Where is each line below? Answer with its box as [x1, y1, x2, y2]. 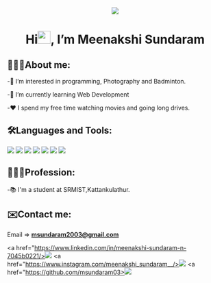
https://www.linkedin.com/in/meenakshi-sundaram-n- [34, 243, 187, 251]
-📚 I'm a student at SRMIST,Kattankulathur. [7, 185, 130, 193]
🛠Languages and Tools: [7, 124, 112, 136]
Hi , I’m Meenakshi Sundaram [25, 32, 206, 47]
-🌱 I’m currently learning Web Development [7, 90, 129, 99]
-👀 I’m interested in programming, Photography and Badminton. [7, 77, 186, 86]
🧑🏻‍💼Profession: [7, 167, 75, 178]
